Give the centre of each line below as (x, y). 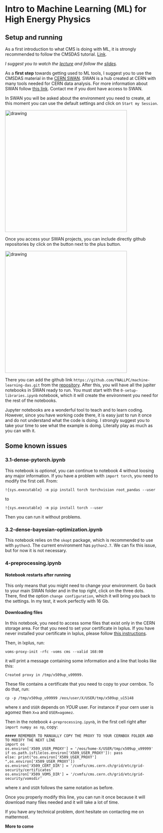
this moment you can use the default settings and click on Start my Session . (82, 103)
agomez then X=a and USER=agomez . (40, 713)
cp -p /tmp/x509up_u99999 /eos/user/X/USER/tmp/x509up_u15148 (69, 698)
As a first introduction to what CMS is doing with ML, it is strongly (71, 49)
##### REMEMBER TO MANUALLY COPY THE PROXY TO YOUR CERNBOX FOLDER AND (79, 736)
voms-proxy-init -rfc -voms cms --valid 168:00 (54, 652)
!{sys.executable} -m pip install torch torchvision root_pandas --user (80, 490)
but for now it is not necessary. (36, 550)
